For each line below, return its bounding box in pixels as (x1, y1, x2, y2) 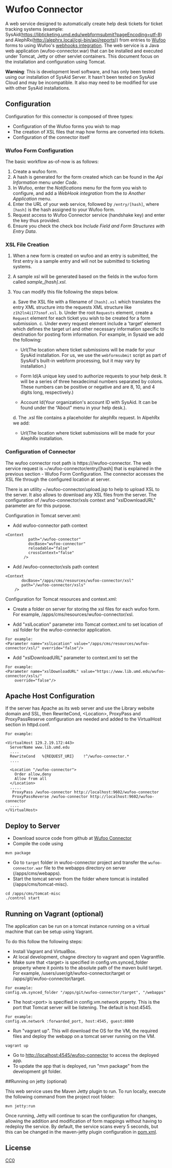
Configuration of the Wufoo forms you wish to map (12, 123, 120, 129)
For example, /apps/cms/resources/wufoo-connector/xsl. (12, 611, 134, 618)
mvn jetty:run (5, 1103, 36, 1109)
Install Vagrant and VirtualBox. (12, 948, 77, 954)
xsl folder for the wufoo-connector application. (12, 626, 112, 633)
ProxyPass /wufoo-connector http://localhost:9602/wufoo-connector (12, 790, 159, 795)
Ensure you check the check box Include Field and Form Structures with (12, 223, 165, 229)
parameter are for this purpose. (5, 502, 72, 508)
